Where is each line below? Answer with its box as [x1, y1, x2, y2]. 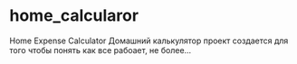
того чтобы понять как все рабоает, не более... [9, 44, 192, 55]
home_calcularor [9, 5, 139, 26]
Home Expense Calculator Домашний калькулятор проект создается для [9, 35, 289, 46]
